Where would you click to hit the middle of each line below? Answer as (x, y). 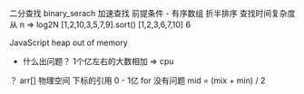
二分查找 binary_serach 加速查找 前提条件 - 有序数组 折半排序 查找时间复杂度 (152, 13)
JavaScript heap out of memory (69, 42)
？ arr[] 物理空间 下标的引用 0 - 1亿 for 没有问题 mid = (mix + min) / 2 (137, 80)
